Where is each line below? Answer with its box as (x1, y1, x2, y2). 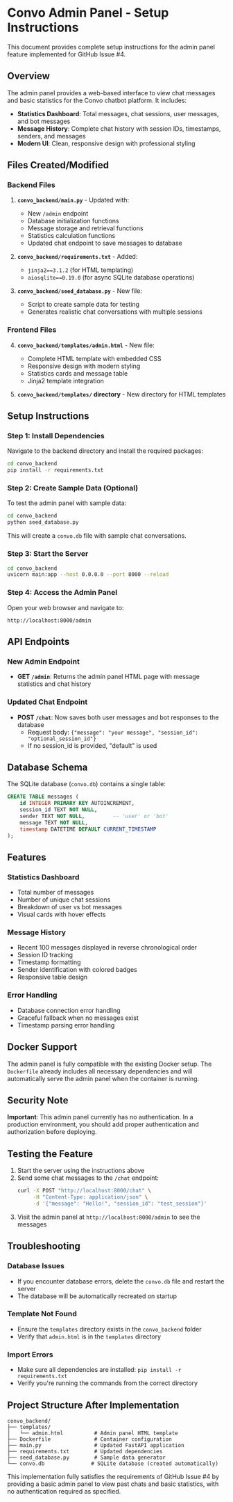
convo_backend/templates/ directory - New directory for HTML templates (17, 390, 226, 398)
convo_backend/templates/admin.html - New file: (17, 341, 155, 349)
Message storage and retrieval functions (27, 224, 144, 232)
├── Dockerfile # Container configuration (7, 1435, 172, 1443)
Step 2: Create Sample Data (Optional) (7, 484, 139, 493)
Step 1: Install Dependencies (7, 431, 105, 441)
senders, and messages (17, 131, 86, 140)
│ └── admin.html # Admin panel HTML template (7, 1430, 178, 1437)
